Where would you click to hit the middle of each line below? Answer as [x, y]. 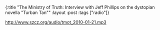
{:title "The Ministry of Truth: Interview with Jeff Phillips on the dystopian [80, 7]
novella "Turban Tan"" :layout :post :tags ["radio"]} [57, 12]
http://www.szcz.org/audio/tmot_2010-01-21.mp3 [56, 22]
